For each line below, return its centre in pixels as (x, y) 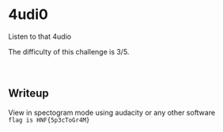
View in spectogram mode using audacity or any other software (112, 112)
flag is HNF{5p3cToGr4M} (49, 120)
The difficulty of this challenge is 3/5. (69, 51)
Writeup (28, 94)
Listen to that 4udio (40, 36)
